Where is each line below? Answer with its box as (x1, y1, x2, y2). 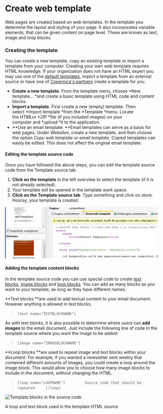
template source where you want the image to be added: (5, 330, 119, 336)
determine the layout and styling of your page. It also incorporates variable (5, 24, 155, 30)
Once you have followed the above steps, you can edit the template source (5, 162, 155, 168)
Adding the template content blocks (5, 265, 79, 271)
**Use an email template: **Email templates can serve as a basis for (12, 124, 151, 130)
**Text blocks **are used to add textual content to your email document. (5, 296, 152, 302)
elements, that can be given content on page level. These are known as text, (5, 29, 158, 35)
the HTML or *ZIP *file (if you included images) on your (12, 114, 123, 120)
